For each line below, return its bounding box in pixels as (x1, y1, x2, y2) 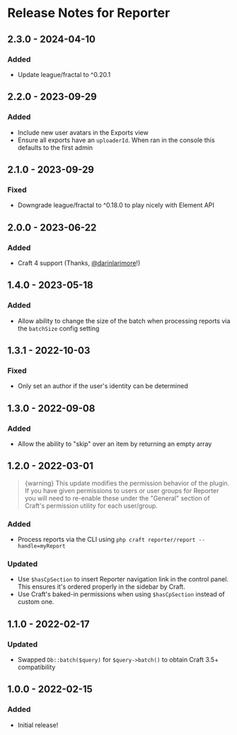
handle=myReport (17, 543, 66, 550)
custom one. (17, 598, 54, 606)
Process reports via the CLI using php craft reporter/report (17, 536, 196, 544)
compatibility (17, 663, 56, 671)
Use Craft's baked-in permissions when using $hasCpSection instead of (17, 590, 225, 598)
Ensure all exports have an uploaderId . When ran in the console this (17, 136, 215, 144)
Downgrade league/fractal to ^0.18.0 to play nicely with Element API (17, 201, 214, 209)
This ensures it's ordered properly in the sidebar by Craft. (17, 582, 185, 591)
